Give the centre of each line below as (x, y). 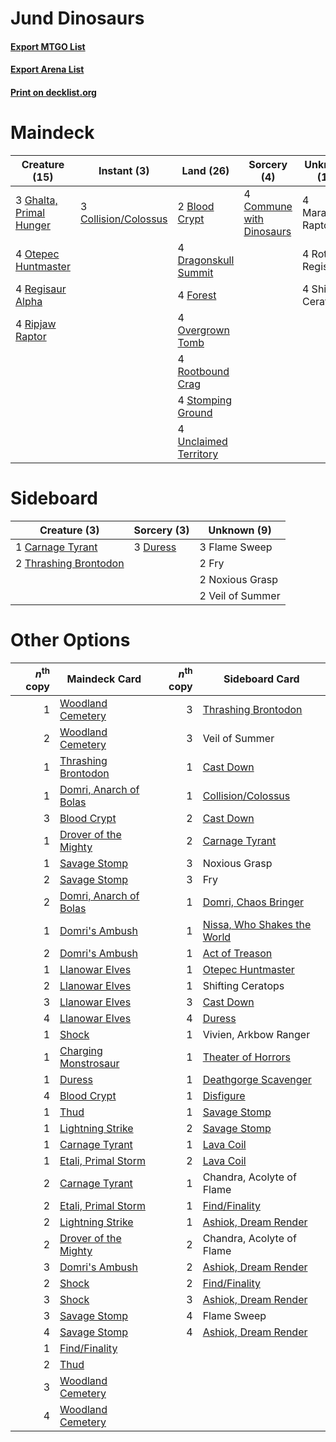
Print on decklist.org (53, 92)
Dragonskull (206, 260)
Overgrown (203, 330)
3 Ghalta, (36, 200)
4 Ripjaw (36, 324)
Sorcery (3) (161, 530)
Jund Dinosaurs (77, 18)
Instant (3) (124, 170)
